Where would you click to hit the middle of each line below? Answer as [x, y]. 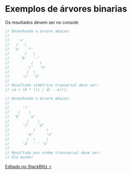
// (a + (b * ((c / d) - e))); [37, 90]
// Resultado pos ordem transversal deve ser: [53, 153]
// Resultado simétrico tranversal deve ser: [52, 85]
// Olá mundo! [19, 157]
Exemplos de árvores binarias [66, 9]
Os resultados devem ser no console [42, 22]
